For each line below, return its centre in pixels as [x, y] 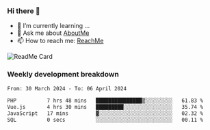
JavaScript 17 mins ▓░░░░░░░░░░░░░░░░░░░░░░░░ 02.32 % [105, 114]
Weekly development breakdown [63, 75]
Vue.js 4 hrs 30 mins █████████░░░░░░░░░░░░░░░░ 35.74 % [105, 107]
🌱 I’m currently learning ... [53, 26]
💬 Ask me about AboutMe [53, 33]
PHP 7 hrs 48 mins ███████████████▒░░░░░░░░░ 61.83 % [105, 101]
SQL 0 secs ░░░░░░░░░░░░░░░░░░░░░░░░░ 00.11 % [105, 120]
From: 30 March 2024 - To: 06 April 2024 [67, 88]
